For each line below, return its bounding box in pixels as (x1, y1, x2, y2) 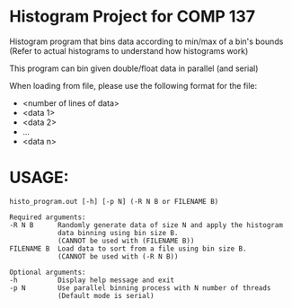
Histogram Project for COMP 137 (9, 6, 256, 27)
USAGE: (9, 168, 69, 188)
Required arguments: (9, 213, 87, 222)
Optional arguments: (9, 268, 87, 277)
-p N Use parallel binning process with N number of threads (9, 283, 271, 293)
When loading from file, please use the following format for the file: (9, 80, 258, 91)
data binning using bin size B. (57, 228, 179, 237)
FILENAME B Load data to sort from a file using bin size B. (9, 244, 247, 253)
